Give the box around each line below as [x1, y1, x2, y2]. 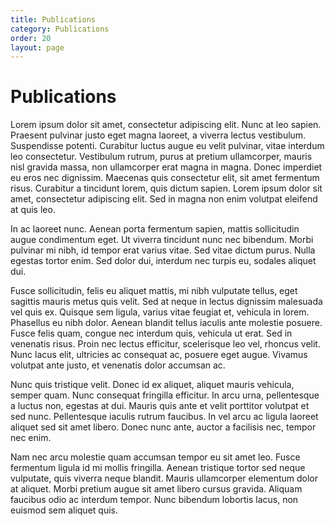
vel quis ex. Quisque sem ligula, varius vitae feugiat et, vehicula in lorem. [10, 306, 310, 318]
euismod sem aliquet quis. [10, 504, 118, 516]
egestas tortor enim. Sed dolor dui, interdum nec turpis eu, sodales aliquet [10, 255, 317, 267]
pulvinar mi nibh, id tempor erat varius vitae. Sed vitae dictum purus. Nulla [10, 244, 316, 256]
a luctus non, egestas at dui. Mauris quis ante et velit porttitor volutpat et [10, 400, 310, 412]
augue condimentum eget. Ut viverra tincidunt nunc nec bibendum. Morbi [10, 234, 314, 246]
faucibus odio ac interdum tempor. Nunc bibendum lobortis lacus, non [10, 494, 299, 506]
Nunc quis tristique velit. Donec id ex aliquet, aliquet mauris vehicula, [10, 379, 295, 391]
